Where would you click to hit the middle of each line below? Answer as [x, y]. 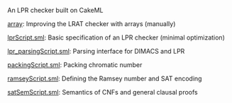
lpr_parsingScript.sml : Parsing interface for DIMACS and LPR [96, 51]
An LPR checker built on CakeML [55, 10]
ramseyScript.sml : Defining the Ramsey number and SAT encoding [105, 78]
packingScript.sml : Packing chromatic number [75, 65]
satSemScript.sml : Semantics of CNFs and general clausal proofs [103, 92]
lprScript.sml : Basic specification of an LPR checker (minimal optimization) [116, 37]
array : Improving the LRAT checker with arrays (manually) [92, 24]
